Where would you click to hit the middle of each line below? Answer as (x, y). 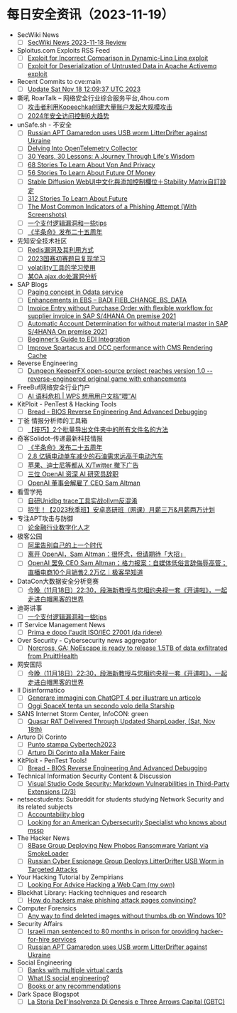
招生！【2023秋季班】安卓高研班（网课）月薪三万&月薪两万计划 (121, 510)
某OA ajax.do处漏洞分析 (62, 277)
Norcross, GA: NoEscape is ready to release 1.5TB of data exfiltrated (127, 648)
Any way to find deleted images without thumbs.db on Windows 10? (127, 915)
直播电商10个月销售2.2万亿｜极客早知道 (85, 572)
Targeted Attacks (53, 869)
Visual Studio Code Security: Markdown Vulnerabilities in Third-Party (128, 784)
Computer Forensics (47, 908)
